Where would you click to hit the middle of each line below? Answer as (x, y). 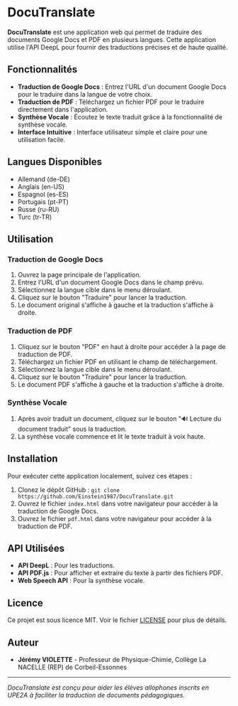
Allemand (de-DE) (44, 179)
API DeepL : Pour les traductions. (66, 565)
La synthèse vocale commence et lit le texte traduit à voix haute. (111, 436)
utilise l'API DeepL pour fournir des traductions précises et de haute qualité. (118, 47)
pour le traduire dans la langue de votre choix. (85, 94)
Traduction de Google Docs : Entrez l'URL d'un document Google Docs (122, 87)
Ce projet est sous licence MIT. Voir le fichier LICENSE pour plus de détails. (117, 620)
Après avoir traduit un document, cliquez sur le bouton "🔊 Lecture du (119, 418)
